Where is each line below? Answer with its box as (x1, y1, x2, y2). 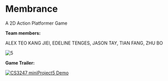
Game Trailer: (5, 59, 35, 66)
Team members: (5, 30, 41, 36)
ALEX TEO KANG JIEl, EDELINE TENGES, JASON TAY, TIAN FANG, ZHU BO (5, 39, 163, 46)
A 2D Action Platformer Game (5, 20, 67, 26)
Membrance (5, 3, 58, 15)
